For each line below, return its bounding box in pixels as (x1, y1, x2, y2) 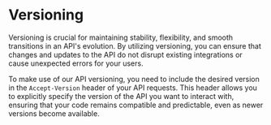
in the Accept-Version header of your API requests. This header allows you (8, 83, 258, 93)
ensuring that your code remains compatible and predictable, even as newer (8, 100, 264, 110)
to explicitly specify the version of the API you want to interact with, (8, 91, 234, 101)
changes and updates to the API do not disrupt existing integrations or (8, 50, 243, 59)
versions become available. (8, 108, 100, 119)
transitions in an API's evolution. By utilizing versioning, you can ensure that (8, 41, 261, 50)
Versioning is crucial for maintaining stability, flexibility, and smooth (8, 32, 234, 42)
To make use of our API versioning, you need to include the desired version (8, 74, 260, 84)
